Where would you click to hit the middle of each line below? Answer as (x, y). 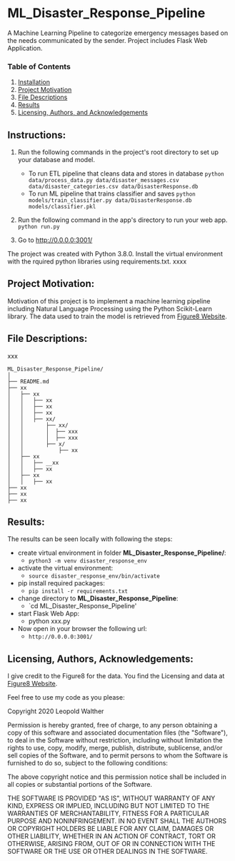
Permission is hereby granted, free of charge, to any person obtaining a (112, 725)
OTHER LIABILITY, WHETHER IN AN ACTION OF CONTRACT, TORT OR (111, 836)
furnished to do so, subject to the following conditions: (87, 763)
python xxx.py (49, 621)
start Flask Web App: (49, 614)
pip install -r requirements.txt (78, 591)
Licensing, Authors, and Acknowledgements (83, 113)
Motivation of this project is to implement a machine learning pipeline (109, 301)
